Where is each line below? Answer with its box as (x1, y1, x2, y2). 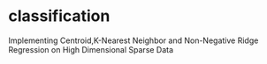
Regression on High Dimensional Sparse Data (8, 44, 174, 54)
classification (8, 6, 111, 26)
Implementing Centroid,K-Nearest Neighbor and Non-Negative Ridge (8, 35, 259, 46)
